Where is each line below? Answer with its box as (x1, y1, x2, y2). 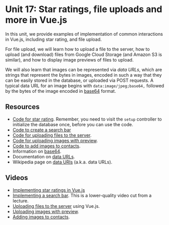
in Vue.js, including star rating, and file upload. (5, 36, 102, 42)
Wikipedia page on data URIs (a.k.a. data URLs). (12, 159, 112, 165)
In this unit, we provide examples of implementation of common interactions (5, 31, 163, 37)
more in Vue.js (5, 14, 68, 26)
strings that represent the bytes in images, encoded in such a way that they (5, 72, 162, 78)
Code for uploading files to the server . (12, 132, 92, 138)
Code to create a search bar (12, 127, 72, 133)
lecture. (12, 198, 29, 204)
